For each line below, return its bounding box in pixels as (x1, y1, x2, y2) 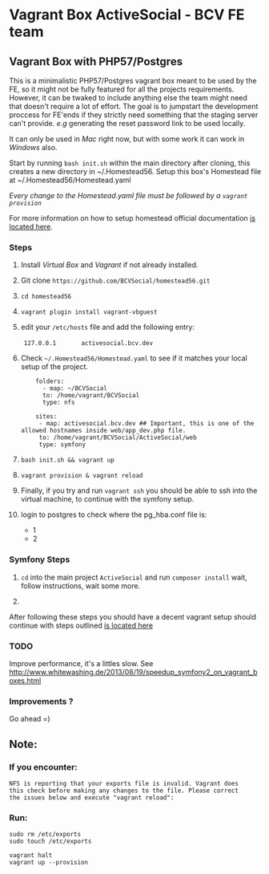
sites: (35, 413, 58, 421)
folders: (35, 377, 65, 386)
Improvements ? (9, 696, 74, 707)
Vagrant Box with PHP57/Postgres (9, 55, 183, 68)
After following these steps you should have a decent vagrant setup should (9, 612, 257, 621)
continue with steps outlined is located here (9, 620, 154, 630)
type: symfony (38, 441, 86, 449)
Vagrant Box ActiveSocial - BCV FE (9, 6, 245, 24)
